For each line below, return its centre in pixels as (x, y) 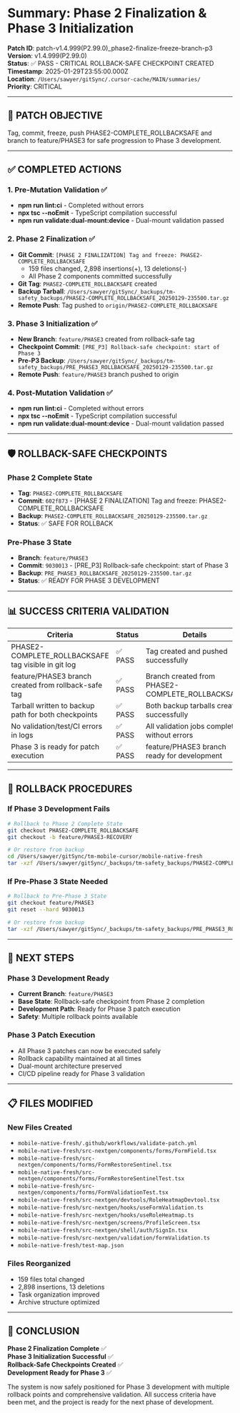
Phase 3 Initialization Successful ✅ (60, 1356)
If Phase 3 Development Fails (59, 809)
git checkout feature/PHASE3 (51, 903)
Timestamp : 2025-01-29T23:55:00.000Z (68, 71)
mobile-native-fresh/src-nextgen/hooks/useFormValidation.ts (111, 1208)
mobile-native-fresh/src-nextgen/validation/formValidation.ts (114, 1238)
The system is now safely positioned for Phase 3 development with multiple (119, 1387)
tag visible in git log (44, 665)
